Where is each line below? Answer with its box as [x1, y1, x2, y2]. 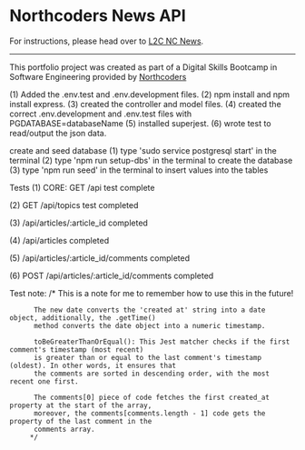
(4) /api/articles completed [9, 235, 110, 245]
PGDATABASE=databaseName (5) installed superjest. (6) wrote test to [9, 117, 271, 128]
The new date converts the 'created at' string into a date [33, 305, 266, 315]
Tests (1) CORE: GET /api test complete [9, 182, 155, 193]
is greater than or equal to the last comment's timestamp [33, 353, 261, 362]
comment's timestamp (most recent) [9, 345, 144, 355]
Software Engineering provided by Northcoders [9, 71, 187, 82]
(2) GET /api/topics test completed [9, 199, 139, 210]
